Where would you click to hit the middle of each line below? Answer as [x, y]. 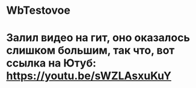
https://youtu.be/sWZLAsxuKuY [89, 76]
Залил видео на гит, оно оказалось [98, 38]
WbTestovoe [38, 10]
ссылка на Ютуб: [51, 63]
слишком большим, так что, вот [90, 51]
